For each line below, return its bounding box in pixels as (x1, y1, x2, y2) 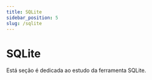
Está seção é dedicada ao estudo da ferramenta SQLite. (6, 67, 147, 74)
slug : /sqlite (6, 20, 43, 26)
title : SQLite (6, 9, 43, 15)
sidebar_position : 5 (6, 15, 59, 21)
